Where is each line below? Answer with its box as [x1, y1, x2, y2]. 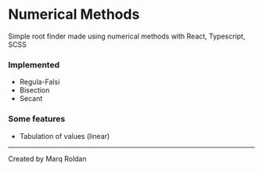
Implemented [8, 59, 60, 70]
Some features [8, 114, 66, 125]
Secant [19, 94, 43, 104]
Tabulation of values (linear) [19, 131, 110, 140]
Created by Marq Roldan [8, 154, 87, 163]
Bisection [19, 85, 50, 95]
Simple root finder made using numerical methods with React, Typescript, [8, 31, 246, 41]
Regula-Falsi [19, 77, 60, 87]
